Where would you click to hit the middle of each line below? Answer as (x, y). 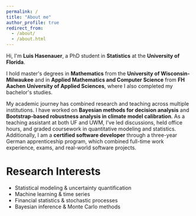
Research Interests (53, 171)
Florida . (16, 62)
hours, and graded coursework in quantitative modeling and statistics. (91, 129)
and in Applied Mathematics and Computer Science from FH (110, 80)
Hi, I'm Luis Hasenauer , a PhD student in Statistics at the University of (93, 56)
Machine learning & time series (52, 194)
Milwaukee (20, 80)
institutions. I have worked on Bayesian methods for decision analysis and (98, 110)
